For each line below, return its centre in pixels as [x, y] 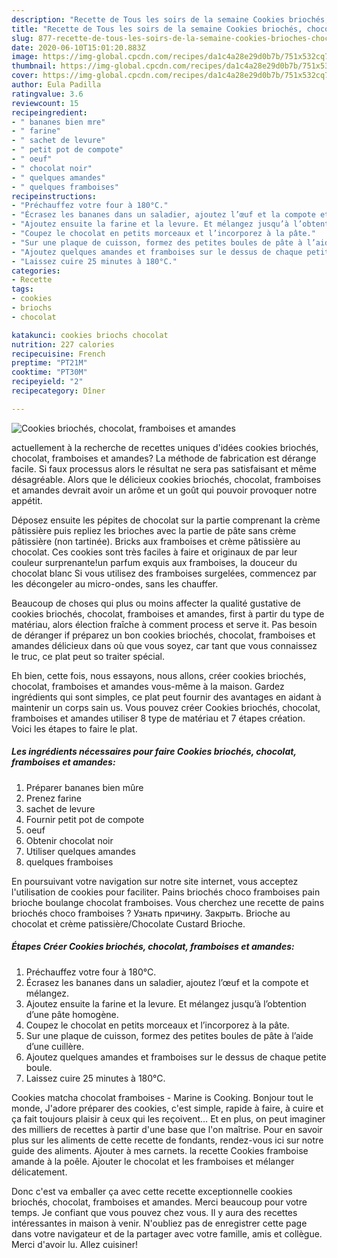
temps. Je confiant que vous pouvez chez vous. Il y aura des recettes [154, 1212]
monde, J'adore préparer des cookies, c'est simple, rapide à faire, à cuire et [167, 1108]
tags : [22, 289]
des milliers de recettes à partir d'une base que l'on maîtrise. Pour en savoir [167, 1129]
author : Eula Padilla [56, 85]
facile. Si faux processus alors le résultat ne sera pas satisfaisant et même [164, 468]
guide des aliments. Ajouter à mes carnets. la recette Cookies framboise [160, 1150]
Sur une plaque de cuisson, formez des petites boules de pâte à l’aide [169, 1035]
